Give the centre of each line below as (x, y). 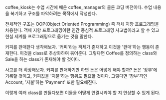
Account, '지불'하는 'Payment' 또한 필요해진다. (51, 82)
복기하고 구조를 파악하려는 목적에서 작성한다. (54, 13)
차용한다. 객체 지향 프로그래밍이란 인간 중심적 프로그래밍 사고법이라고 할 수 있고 (82, 30)
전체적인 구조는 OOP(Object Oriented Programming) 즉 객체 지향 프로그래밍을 (82, 24)
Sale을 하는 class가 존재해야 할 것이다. (43, 59)
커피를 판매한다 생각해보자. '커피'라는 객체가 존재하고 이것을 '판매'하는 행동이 (80, 47)
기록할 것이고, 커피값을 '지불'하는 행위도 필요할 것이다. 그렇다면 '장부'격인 (76, 76)
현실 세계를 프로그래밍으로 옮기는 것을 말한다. (49, 36)
